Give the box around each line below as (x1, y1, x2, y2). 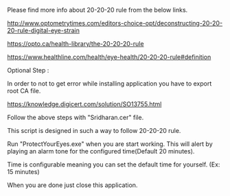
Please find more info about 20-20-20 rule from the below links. (7, 6, 188, 14)
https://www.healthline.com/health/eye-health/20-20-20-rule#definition (7, 53, 211, 61)
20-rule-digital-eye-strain (7, 27, 80, 34)
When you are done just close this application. (7, 181, 138, 189)
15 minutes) (7, 168, 40, 175)
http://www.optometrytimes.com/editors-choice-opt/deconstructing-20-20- (7, 19, 223, 27)
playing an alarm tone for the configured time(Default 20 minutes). (7, 147, 195, 155)
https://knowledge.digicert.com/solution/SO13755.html (7, 100, 162, 108)
